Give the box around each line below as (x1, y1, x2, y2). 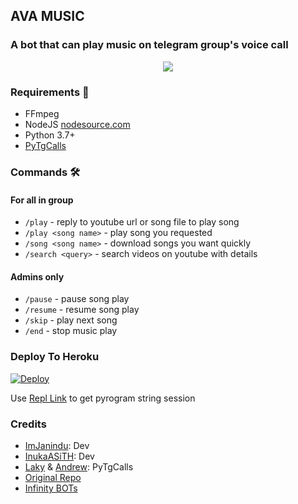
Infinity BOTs (24, 482, 78, 494)
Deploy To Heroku (10, 350, 100, 364)
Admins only (10, 270, 65, 283)
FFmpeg (24, 107, 60, 119)
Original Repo (24, 471, 82, 483)
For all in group (10, 194, 74, 206)
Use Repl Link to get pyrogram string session (10, 392, 196, 404)
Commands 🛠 (10, 165, 81, 179)
